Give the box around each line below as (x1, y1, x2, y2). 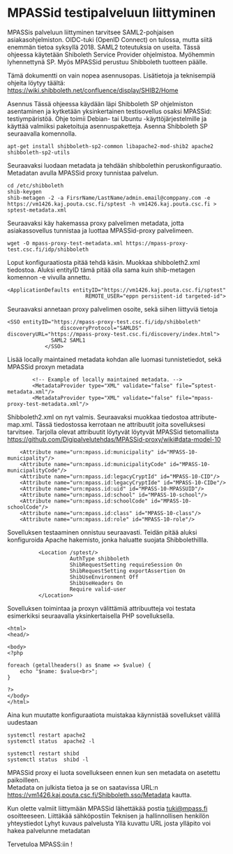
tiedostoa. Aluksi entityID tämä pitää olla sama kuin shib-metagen (7, 266, 195, 274)
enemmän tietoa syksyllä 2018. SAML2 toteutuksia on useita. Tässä (7, 43, 201, 51)
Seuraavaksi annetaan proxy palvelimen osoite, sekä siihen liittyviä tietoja (7, 305, 218, 313)
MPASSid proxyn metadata (7, 362, 84, 371)
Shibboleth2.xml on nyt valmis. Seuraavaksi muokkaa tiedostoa (7, 412, 189, 421)
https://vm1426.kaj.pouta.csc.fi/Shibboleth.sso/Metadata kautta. (7, 790, 192, 799)
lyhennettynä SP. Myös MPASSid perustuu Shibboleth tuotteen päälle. (7, 57, 208, 66)
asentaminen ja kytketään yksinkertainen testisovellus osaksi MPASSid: (7, 107, 212, 115)
